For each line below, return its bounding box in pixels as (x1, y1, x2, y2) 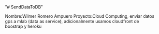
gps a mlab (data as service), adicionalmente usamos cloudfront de (5, 19, 139, 24)
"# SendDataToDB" (5, 4, 43, 10)
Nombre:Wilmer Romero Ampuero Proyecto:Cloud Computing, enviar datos (5, 13, 155, 19)
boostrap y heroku (5, 23, 42, 29)
